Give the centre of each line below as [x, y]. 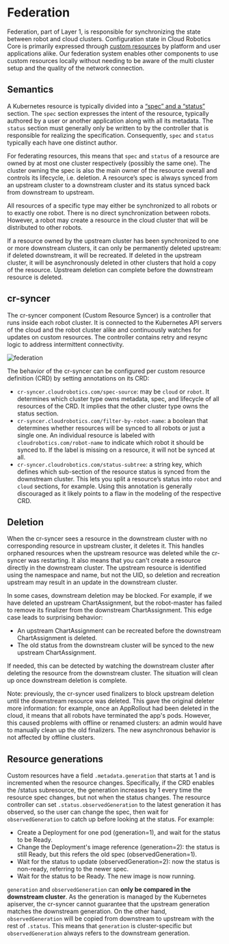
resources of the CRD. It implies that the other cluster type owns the [113, 406]
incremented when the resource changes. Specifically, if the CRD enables [111, 783]
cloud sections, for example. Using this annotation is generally [105, 486]
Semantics [30, 89]
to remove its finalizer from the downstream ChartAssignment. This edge [110, 610]
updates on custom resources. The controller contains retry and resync [108, 337]
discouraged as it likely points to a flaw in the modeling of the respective [119, 493]
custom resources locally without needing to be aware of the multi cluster [111, 60]
